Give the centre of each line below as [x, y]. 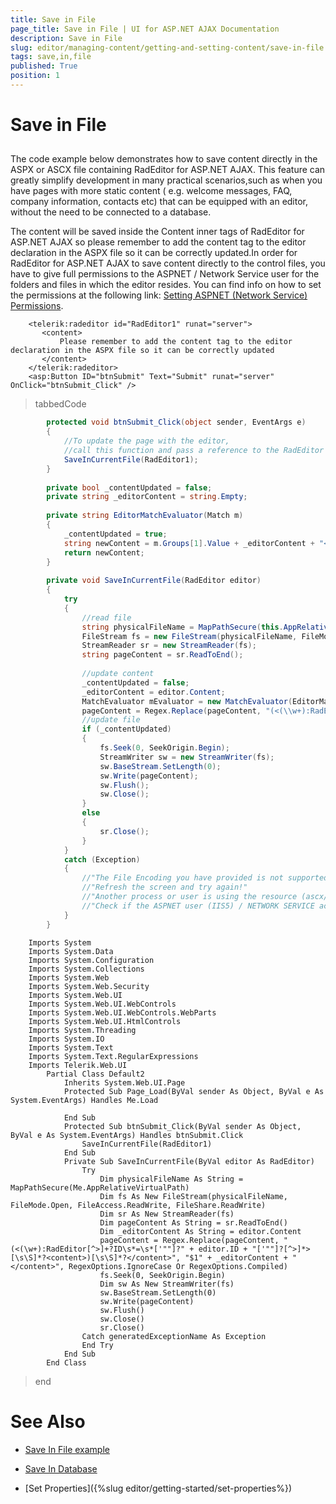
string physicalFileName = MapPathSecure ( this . [182, 627]
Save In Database [61, 1468]
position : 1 [35, 76]
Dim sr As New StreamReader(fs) [167, 1214]
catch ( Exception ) [102, 859]
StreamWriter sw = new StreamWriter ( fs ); [187, 757]
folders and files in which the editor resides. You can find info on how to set [166, 285]
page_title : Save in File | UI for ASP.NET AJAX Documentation [145, 29]
